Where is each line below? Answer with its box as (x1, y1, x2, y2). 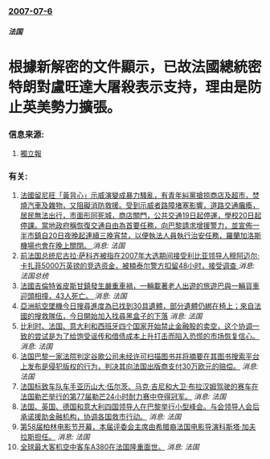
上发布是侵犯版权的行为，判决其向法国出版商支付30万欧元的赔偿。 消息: (19, 362, 259, 371)
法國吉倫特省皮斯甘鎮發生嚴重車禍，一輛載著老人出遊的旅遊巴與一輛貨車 (19, 281, 260, 291)
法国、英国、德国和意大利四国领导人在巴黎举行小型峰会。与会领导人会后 (19, 402, 260, 411)
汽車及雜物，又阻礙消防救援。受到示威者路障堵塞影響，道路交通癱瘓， (27, 201, 260, 210)
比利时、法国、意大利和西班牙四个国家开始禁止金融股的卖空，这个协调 (19, 321, 253, 331)
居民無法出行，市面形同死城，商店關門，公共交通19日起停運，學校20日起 (19, 211, 262, 221)
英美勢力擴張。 (22, 98, 122, 116)
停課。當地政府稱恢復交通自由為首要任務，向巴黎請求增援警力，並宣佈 (19, 221, 253, 230)
